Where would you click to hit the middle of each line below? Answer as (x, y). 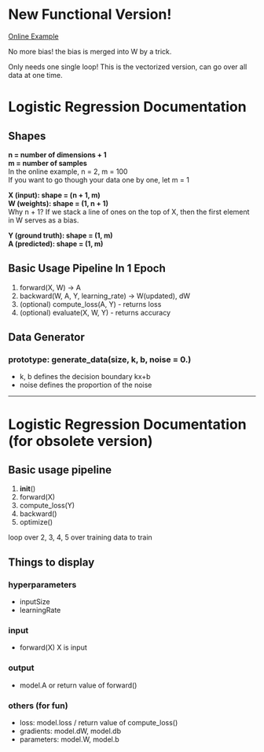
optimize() (36, 522)
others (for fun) (38, 706)
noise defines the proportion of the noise (86, 385)
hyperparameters (42, 584)
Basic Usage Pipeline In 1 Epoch (87, 269)
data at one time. (35, 75)
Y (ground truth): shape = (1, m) (60, 235)
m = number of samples (48, 163)
